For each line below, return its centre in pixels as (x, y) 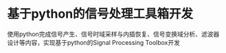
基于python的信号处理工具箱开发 (100, 14)
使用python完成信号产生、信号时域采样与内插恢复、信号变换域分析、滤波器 (113, 34)
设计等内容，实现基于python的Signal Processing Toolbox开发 (94, 42)
